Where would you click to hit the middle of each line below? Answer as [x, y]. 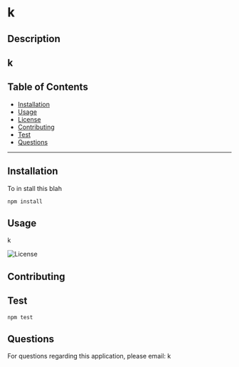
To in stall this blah [35, 188]
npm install [25, 201]
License [29, 119]
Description [34, 39]
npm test [20, 317]
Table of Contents [48, 87]
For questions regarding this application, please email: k [89, 356]
